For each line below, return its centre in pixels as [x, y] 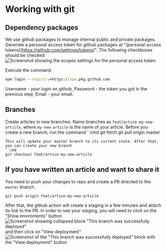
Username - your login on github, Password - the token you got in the [76, 88]
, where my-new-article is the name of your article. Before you [84, 127]
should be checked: [25, 55]
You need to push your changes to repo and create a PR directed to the [78, 181]
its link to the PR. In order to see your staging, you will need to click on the [81, 210]
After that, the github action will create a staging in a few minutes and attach [83, 205]
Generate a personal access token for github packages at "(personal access [83, 45]
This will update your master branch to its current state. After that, [82, 141]
